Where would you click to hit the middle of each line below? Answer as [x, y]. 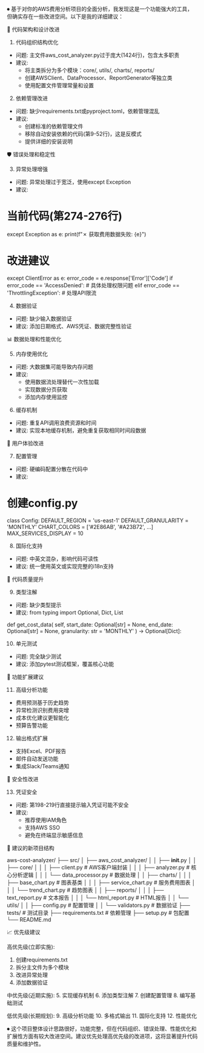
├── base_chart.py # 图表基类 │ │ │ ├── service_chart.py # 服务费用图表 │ [101, 882]
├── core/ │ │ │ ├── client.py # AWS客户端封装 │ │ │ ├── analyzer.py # [98, 867]
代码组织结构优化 [37, 42]
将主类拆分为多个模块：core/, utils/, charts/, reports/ [90, 70]
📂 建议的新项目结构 [31, 848]
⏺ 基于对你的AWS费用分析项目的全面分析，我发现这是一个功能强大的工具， [100, 9]
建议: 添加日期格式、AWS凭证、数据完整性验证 [74, 326]
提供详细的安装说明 [49, 141]
